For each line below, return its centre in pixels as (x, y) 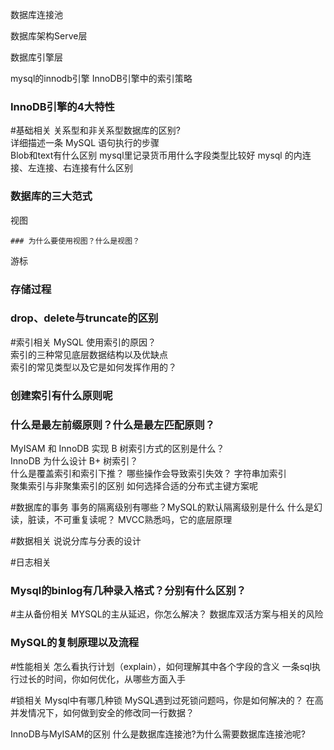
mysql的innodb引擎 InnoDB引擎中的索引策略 (101, 78)
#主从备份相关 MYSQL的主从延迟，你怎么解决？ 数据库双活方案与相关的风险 (167, 614)
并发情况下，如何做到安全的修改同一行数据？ (102, 712)
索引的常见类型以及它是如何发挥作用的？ (93, 367)
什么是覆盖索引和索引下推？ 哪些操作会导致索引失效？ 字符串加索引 (148, 474)
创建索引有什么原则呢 (61, 395)
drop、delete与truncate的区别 (84, 318)
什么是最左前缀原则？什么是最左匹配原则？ (113, 425)
